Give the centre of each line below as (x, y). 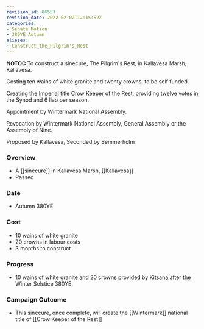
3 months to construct (43, 248)
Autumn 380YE (34, 206)
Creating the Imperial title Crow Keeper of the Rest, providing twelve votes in (102, 93)
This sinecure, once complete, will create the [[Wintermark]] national (101, 313)
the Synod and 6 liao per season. (48, 100)
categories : (21, 23)
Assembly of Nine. (30, 130)
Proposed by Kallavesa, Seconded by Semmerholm (71, 141)
